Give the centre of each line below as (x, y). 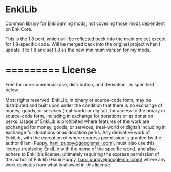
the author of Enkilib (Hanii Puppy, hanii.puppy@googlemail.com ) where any (86, 159)
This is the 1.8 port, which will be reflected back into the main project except (86, 39)
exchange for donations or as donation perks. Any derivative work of (78, 132)
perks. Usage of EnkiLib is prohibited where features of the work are (77, 121)
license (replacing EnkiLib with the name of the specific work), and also (81, 149)
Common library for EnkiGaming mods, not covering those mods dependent (85, 23)
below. (12, 90)
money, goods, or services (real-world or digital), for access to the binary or (85, 110)
